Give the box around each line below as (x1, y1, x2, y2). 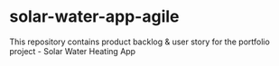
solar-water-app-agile (9, 6, 180, 27)
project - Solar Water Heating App (9, 45, 136, 56)
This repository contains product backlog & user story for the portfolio (9, 36, 271, 47)
